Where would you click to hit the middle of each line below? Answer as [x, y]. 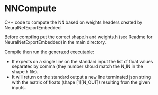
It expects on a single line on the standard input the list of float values [82, 61]
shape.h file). [25, 71]
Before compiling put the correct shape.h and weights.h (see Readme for [79, 37]
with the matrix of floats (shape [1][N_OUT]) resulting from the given [81, 82]
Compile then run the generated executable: [49, 52]
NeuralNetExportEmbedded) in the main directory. [55, 42]
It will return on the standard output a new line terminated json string [81, 77]
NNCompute [31, 9]
